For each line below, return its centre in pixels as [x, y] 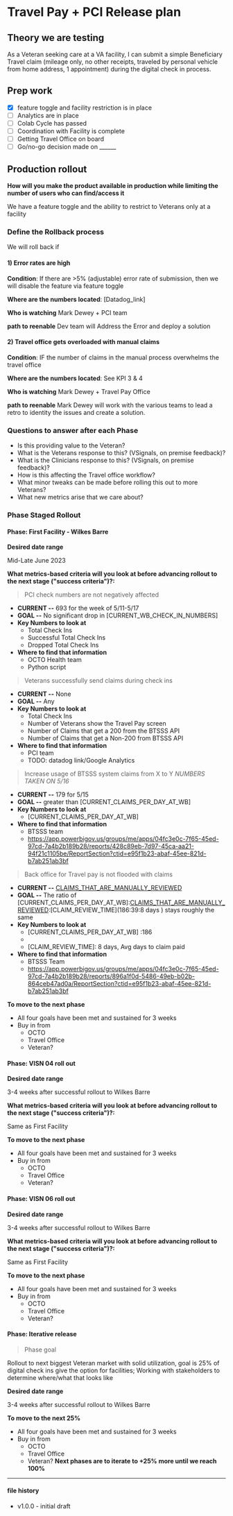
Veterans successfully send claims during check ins [98, 681]
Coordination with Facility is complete [71, 131]
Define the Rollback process [55, 232]
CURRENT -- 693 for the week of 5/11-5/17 [78, 608]
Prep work [30, 91]
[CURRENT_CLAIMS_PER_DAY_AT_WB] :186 [90, 932]
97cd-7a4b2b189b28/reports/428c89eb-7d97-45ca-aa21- [111, 846]
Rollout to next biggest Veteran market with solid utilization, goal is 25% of [113, 1363]
